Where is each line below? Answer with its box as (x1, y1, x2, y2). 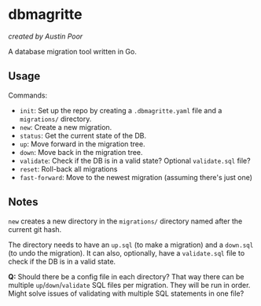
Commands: (8, 90, 48, 100)
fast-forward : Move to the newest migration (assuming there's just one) (19, 172, 253, 182)
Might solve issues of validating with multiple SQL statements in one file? (8, 289, 244, 298)
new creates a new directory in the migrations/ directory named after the (8, 216, 243, 226)
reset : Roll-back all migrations (19, 164, 118, 174)
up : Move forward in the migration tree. (19, 139, 145, 149)
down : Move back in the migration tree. (19, 147, 143, 157)
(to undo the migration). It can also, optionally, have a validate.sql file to (8, 248, 245, 257)
